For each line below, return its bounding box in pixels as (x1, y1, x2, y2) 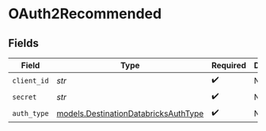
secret (12, 92, 37, 102)
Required (211, 60, 247, 71)
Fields (8, 37, 40, 50)
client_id (12, 76, 49, 85)
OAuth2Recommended (8, 5, 162, 23)
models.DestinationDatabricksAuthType (56, 108, 204, 119)
